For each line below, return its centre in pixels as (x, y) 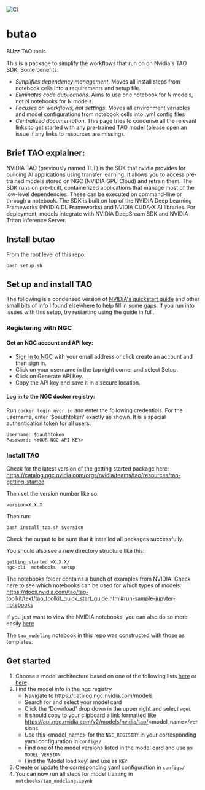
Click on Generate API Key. (49, 376)
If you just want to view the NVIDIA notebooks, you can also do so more (97, 617)
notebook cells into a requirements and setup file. (78, 88)
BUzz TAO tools (26, 51)
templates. (20, 642)
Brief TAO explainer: (46, 153)
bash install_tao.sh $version (45, 528)
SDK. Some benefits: (33, 69)
